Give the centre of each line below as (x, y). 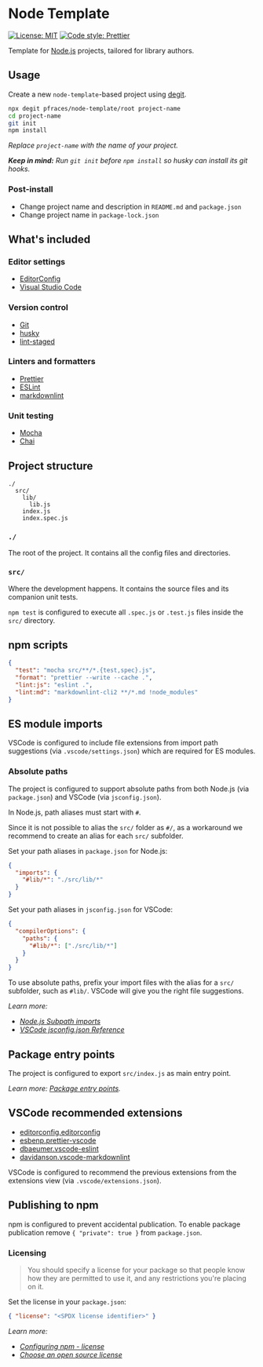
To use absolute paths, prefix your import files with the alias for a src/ (121, 982)
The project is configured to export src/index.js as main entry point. (120, 1074)
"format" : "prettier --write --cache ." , (84, 678)
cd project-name (35, 116)
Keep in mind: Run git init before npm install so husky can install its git (128, 161)
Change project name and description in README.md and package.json (130, 206)
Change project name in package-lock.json (89, 215)
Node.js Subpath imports (60, 1022)
